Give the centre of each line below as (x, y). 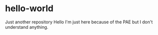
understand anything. (27, 27)
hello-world (29, 9)
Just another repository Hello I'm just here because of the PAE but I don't (79, 22)
